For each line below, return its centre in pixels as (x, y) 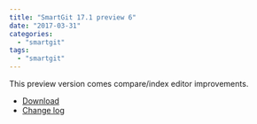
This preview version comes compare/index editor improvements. (129, 84)
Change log (43, 110)
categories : (31, 34)
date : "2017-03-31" (45, 26)
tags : (19, 50)
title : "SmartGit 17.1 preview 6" (73, 17)
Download (41, 101)
